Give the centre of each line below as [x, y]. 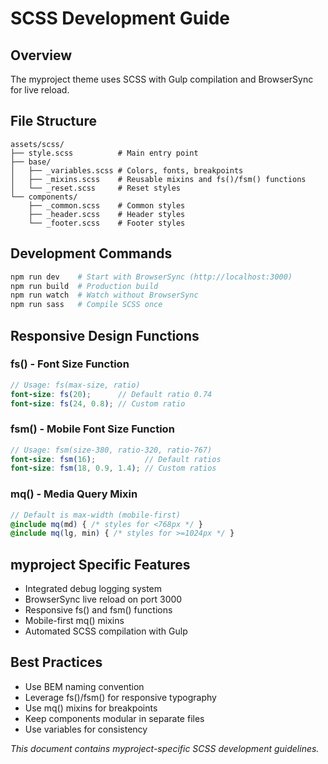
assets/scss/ [37, 144]
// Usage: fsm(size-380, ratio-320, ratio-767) [111, 450]
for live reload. [40, 90]
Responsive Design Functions [105, 335]
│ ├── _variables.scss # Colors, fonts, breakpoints [127, 170]
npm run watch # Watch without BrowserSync [104, 295]
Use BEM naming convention [84, 686]
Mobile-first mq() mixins [74, 621]
